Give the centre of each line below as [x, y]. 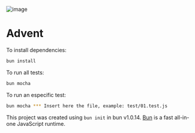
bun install [21, 61]
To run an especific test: [36, 95]
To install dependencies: [37, 50]
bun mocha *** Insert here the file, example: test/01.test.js [87, 106]
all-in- [182, 117]
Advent [25, 34]
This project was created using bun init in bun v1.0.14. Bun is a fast [90, 117]
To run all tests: [25, 72]
